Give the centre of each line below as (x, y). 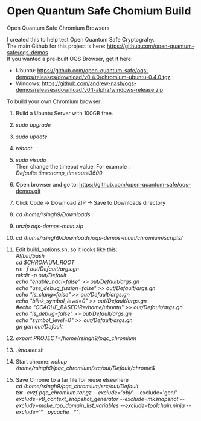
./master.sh (30, 350)
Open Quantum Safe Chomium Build (99, 11)
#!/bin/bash (30, 255)
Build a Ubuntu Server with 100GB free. (64, 113)
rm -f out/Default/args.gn (47, 268)
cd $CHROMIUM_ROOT (45, 262)
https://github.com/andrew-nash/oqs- (89, 83)
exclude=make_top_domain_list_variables (67, 405)
